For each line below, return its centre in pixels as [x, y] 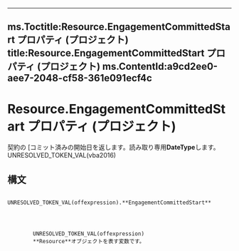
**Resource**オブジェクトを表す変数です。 [89, 242]
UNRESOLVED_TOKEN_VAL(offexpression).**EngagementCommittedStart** [110, 203]
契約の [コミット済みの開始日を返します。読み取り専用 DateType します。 [113, 148]
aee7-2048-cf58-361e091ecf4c [80, 78]
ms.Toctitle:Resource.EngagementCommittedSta [119, 27]
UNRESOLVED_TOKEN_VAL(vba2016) [62, 155]
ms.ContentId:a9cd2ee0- [160, 67]
